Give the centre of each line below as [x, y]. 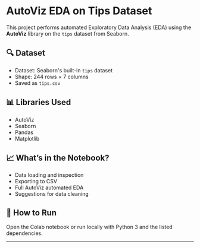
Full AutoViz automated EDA [49, 187]
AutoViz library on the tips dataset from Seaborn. [68, 33]
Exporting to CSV [36, 182]
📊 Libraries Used [39, 102]
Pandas [24, 132]
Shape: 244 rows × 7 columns [51, 77]
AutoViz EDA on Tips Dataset [79, 11]
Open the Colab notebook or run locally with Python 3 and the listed [89, 227]
